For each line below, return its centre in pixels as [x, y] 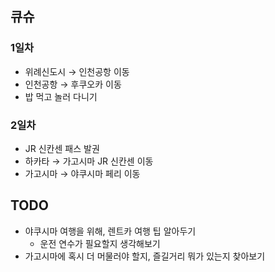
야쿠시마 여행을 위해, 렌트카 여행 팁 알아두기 [110, 231]
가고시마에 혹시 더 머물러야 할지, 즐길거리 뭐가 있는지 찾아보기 [145, 256]
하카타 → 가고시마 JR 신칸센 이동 [89, 161]
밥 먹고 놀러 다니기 [61, 96]
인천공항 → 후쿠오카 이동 [73, 84]
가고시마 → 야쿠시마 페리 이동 [82, 173]
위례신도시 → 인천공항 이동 [77, 71]
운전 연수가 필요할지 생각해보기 [100, 243]
